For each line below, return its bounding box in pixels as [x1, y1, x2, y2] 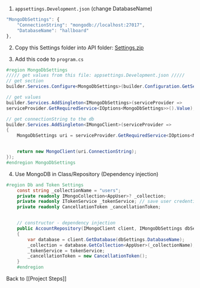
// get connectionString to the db [6, 116, 95, 122]
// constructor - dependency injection [17, 220, 116, 226]
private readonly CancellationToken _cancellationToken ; [17, 204, 161, 210]
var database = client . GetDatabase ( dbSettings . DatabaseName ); [27, 236, 185, 243]
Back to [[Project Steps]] [6, 275, 67, 282]
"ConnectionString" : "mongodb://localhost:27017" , [17, 22, 145, 28]
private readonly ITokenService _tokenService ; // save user [17, 199, 171, 205]
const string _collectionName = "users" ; [17, 187, 121, 193]
